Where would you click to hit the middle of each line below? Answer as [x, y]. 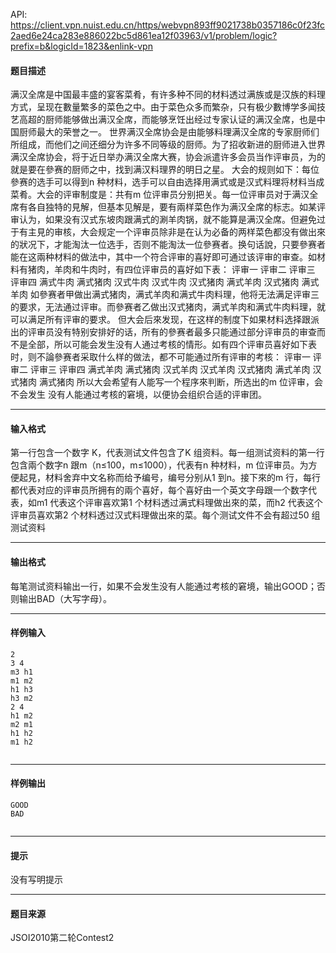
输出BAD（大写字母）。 [65, 598]
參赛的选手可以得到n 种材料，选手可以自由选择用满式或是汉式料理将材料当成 [167, 182]
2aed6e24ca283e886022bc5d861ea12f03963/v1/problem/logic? [144, 35]
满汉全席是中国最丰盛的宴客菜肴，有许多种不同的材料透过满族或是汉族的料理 [168, 95]
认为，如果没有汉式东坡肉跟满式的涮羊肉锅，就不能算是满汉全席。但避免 [167, 220]
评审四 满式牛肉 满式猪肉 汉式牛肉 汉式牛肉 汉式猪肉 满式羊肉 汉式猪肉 [155, 282]
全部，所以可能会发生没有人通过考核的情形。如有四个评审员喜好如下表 [172, 345]
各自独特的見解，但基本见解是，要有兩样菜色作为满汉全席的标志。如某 [172, 207]
